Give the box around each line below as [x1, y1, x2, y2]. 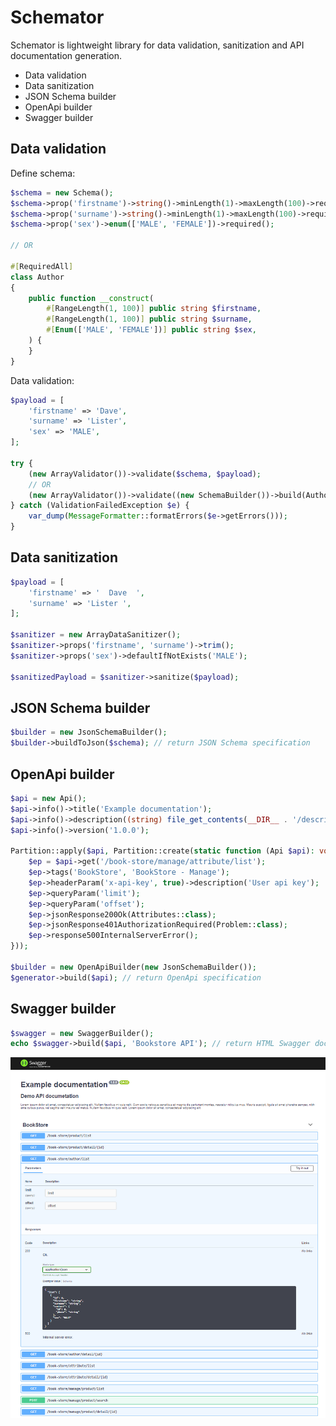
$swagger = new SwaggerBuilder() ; [10, 1028, 155, 1038]
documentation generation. [10, 49, 123, 61]
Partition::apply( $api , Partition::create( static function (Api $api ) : [10, 846, 315, 856]
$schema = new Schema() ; [10, 187, 114, 198]
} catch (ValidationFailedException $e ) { [10, 501, 190, 511]
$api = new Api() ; [10, 793, 87, 803]
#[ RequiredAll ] [10, 261, 74, 271]
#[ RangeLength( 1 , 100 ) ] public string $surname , [46, 314, 253, 325]
